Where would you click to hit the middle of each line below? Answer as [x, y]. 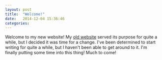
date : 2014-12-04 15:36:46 [35, 19]
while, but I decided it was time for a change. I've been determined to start [81, 42]
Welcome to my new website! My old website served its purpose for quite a [81, 37]
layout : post [18, 10]
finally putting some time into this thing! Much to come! [61, 53]
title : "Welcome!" [25, 14]
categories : [17, 23]
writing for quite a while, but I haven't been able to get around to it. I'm [76, 47]
